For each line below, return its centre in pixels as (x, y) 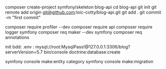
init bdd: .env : (20, 47)
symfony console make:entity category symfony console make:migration (79, 61)
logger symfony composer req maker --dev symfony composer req (74, 32)
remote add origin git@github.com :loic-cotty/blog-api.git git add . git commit (83, 12)
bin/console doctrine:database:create (82, 52)
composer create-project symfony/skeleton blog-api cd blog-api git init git (81, 7)
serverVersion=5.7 (24, 52)
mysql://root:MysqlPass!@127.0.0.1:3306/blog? (83, 47)
